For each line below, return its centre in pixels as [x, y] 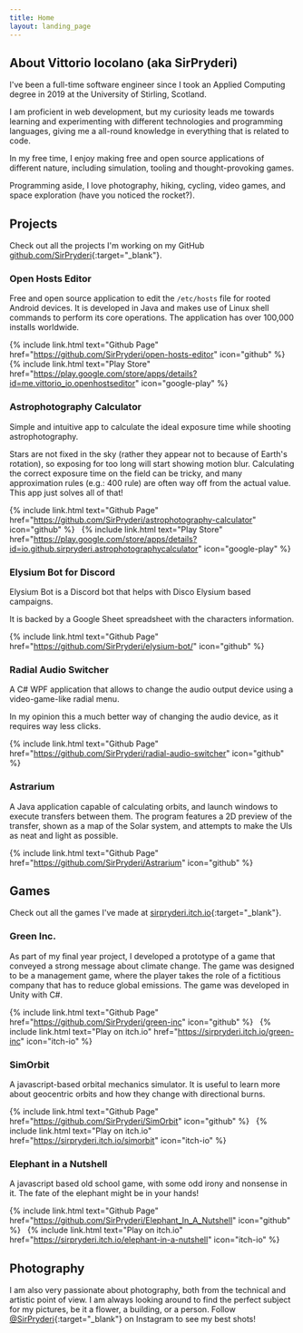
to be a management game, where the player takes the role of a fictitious [145, 975]
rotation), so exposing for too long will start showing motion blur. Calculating [152, 463]
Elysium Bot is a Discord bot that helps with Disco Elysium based [130, 592]
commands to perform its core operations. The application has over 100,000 [152, 317]
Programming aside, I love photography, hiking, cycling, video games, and [147, 186]
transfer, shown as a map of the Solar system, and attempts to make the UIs [151, 825]
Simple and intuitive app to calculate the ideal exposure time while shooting [151, 426]
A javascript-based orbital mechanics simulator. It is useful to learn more [145, 1085]
